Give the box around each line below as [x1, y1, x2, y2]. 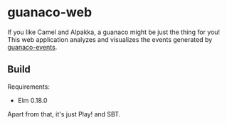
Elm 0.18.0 [17, 96, 48, 104]
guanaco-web [7, 4, 93, 21]
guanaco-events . [7, 43, 58, 51]
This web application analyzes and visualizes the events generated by [7, 35, 213, 43]
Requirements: [7, 82, 50, 91]
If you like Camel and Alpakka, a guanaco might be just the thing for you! [7, 28, 221, 36]
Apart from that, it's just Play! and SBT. [7, 109, 121, 118]
